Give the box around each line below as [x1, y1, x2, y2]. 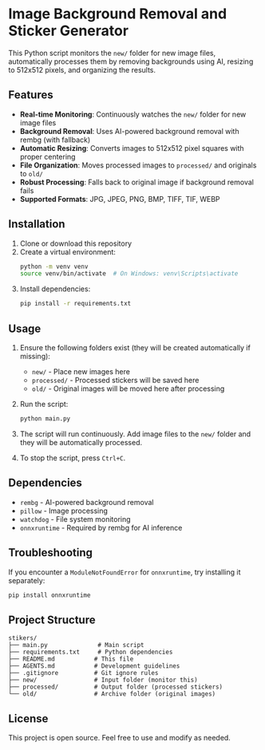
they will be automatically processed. [19, 437, 143, 447]
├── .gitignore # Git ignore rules [8, 669, 159, 677]
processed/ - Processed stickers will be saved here [31, 376, 200, 385]
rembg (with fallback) [19, 135, 91, 144]
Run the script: [19, 400, 69, 409]
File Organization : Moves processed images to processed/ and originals [19, 160, 257, 170]
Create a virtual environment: [19, 247, 116, 256]
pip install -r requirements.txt [19, 300, 132, 308]
